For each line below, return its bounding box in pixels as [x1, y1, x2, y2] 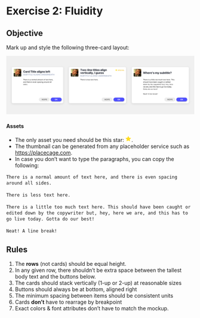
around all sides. [6, 180, 52, 186]
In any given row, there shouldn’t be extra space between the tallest [14, 266, 182, 274]
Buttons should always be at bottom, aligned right [14, 286, 137, 293]
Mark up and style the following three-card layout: [6, 44, 130, 51]
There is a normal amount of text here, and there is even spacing [6, 174, 178, 180]
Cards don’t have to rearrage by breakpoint [14, 298, 122, 306]
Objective [6, 28, 44, 38]
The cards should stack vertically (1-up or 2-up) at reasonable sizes [14, 280, 182, 287]
